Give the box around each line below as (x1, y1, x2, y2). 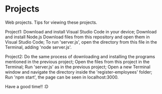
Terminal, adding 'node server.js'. (5, 44, 72, 50)
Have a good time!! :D (5, 83, 49, 89)
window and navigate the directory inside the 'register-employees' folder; (5, 69, 152, 75)
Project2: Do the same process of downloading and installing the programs (5, 53, 155, 59)
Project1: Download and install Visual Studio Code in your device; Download (5, 29, 157, 34)
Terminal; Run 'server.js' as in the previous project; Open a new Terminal (5, 64, 151, 70)
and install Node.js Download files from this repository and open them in (5, 34, 150, 40)
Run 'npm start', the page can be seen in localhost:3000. (5, 74, 119, 80)
